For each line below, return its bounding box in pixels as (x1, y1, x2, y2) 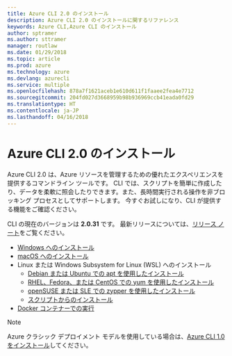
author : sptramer (7, 29, 58, 37)
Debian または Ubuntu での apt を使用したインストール (27, 269, 184, 277)
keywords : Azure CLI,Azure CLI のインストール (7, 23, 137, 30)
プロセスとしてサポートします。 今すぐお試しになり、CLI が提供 (33, 196, 215, 204)
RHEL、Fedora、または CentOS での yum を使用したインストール (27, 277, 215, 286)
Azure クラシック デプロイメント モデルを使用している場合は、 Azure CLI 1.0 (7, 332, 225, 341)
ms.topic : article (7, 56, 60, 63)
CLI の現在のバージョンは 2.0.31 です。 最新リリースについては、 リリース (7, 220, 217, 228)
